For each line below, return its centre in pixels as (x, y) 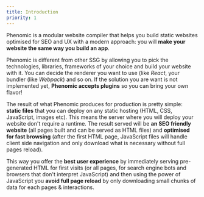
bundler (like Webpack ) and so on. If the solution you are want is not (92, 79)
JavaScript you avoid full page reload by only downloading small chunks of (101, 181)
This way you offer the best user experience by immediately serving (93, 161)
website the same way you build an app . (58, 48)
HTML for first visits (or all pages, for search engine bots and (110, 168)
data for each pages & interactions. (50, 187)
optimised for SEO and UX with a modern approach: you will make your (96, 41)
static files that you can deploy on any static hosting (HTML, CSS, (89, 110)
